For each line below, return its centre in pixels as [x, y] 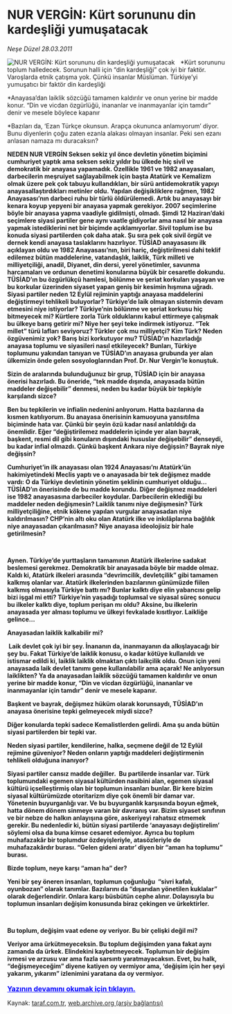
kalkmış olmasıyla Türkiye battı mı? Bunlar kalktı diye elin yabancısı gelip [114, 590]
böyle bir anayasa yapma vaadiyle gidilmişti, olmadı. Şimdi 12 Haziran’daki [116, 213]
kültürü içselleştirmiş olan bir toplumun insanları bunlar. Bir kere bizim [110, 788]
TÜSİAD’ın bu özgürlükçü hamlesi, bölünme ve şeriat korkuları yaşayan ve [116, 279]
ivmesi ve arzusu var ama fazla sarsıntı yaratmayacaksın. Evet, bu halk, [112, 959]
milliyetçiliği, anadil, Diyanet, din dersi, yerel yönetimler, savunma [104, 264]
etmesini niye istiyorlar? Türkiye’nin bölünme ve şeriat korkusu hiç [105, 309]
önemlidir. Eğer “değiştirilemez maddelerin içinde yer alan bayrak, [104, 431]
